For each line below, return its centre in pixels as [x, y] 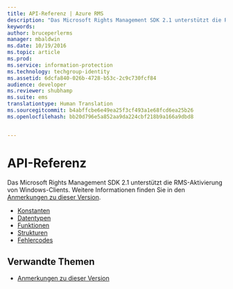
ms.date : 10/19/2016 [37, 46]
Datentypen [34, 218]
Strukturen [32, 232]
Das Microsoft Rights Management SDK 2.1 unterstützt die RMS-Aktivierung [115, 182]
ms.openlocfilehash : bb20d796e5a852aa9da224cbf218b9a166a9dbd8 [101, 116]
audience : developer [37, 85]
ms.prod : [20, 59]
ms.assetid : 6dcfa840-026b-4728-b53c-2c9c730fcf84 [82, 78]
